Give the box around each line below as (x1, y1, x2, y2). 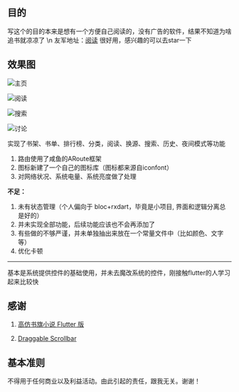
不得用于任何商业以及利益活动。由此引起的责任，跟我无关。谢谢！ (7, 377, 201, 386)
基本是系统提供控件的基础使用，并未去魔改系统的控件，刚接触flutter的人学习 (7, 268, 231, 277)
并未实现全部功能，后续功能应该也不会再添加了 (17, 219, 155, 229)
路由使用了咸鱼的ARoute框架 (17, 154, 102, 163)
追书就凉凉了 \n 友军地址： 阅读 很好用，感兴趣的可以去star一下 (7, 36, 192, 44)
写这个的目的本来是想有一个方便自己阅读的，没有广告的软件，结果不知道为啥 (7, 27, 232, 36)
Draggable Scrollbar (17, 334, 77, 343)
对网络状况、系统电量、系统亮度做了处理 (17, 172, 137, 180)
